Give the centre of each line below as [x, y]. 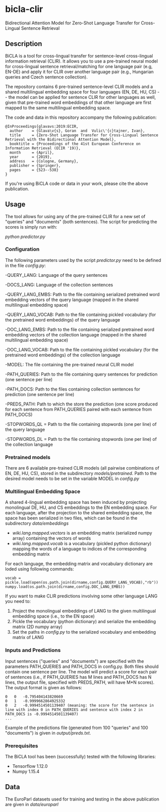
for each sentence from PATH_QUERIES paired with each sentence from [79, 409]
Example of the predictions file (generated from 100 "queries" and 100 [77, 728]
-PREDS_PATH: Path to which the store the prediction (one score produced [82, 404]
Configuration [22, 249]
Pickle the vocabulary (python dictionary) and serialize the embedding [84, 622]
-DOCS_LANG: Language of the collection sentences [59, 285]
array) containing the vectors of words [52, 538]
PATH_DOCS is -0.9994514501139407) [42, 714]
